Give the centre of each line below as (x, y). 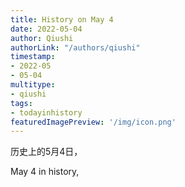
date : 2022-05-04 (46, 29)
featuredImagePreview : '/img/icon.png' (93, 122)
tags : (21, 103)
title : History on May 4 (62, 19)
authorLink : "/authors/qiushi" (75, 47)
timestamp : (33, 57)
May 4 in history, (45, 172)
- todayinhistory (46, 112)
